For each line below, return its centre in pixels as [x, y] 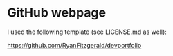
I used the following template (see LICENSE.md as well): [87, 32]
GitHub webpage [56, 13]
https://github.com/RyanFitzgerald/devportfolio [74, 45]
